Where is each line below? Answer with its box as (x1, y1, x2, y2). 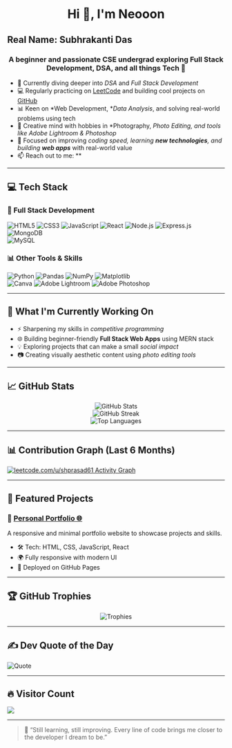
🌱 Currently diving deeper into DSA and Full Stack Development (17, 79, 199, 87)
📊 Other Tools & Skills (7, 254, 83, 263)
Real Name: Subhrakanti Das (7, 34, 133, 46)
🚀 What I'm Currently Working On (7, 306, 154, 317)
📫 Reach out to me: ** (17, 151, 82, 160)
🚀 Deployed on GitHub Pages (17, 563, 100, 571)
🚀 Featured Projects (7, 492, 94, 504)
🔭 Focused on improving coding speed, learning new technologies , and (17, 136, 222, 144)
